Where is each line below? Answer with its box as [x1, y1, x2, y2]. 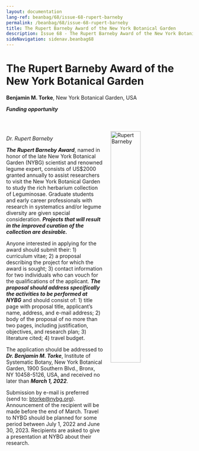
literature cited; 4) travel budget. [6, 334, 85, 341]
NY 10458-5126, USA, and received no [6, 371, 101, 378]
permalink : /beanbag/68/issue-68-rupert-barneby [6, 20, 129, 26]
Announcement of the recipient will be [6, 401, 99, 408]
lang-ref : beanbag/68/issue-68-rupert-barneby [6, 14, 123, 20]
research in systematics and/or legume [6, 203, 102, 210]
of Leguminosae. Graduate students [6, 190, 94, 198]
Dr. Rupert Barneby [6, 135, 53, 142]
